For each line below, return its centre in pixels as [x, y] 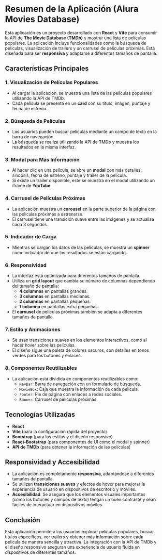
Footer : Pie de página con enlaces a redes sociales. [71, 394]
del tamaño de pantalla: [35, 286]
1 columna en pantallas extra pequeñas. [59, 307]
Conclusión [23, 520]
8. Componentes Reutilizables [41, 368]
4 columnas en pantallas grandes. [53, 291]
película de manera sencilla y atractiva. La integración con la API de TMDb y [81, 542]
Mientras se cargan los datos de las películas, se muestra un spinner [81, 247]
